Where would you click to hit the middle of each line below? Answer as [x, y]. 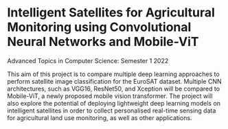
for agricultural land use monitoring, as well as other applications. [100, 117]
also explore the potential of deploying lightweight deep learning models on [114, 103]
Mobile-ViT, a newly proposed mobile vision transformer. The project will [110, 96]
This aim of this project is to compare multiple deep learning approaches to [113, 74]
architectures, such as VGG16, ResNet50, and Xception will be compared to [114, 89]
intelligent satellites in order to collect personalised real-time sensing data [112, 110]
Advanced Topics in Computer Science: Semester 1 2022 [88, 60]
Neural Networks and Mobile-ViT [103, 42]
